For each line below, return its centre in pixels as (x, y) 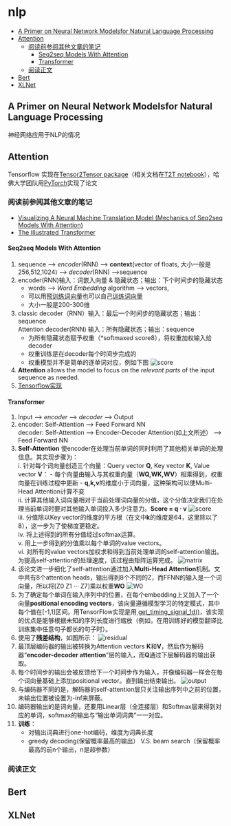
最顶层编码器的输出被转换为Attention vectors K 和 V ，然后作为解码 (110, 646)
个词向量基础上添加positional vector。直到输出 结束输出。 (99, 681)
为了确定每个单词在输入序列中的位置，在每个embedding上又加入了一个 (118, 595)
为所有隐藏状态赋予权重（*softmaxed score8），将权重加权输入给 (120, 338)
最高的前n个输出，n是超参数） (71, 750)
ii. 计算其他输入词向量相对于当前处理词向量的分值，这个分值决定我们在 (117, 500)
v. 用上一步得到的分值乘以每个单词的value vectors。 (91, 543)
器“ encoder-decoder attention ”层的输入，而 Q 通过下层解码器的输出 (114, 655)
